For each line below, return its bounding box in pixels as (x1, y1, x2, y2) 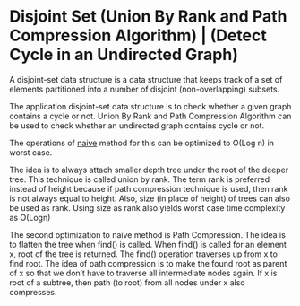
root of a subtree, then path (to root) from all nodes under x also (9, 276, 245, 288)
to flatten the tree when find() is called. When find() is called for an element (9, 239, 287, 249)
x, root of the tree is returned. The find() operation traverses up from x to (9, 249, 278, 259)
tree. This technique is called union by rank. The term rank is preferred (9, 173, 270, 185)
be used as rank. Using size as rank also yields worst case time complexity (9, 202, 286, 213)
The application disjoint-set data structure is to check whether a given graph (9, 101, 292, 111)
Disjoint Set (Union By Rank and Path (9, 6, 287, 27)
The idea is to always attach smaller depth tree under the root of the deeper (9, 164, 289, 175)
